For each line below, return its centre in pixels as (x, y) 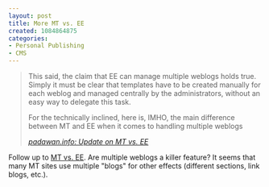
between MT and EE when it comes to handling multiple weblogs (135, 126)
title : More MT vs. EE (46, 23)
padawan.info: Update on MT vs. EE (88, 141)
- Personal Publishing (46, 46)
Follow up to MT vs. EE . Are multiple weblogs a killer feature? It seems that (132, 157)
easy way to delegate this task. (79, 102)
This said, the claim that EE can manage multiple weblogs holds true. (142, 76)
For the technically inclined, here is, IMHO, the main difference (131, 117)
